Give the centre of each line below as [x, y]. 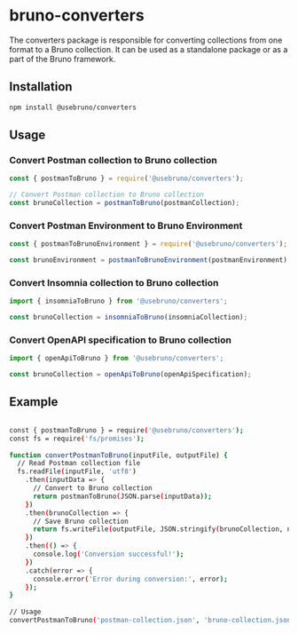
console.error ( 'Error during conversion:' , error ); [130, 579]
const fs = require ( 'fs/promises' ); [77, 439]
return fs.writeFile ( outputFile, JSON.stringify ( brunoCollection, [158, 529]
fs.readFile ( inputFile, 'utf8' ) [77, 471]
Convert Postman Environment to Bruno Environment [126, 226]
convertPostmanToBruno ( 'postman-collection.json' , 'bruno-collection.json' [152, 621]
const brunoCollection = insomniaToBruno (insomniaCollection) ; [129, 317]
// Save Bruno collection [80, 521]
